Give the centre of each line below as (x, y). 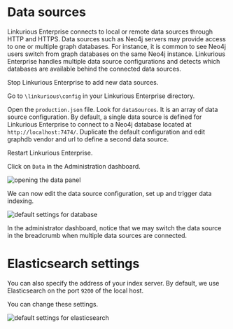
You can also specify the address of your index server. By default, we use (113, 283)
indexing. (21, 201)
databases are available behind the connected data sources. (94, 69)
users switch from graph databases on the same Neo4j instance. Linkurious (116, 54)
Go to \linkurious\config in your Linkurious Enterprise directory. (101, 96)
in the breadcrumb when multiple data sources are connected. (97, 235)
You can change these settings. (53, 304)
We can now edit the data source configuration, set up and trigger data (110, 193)
